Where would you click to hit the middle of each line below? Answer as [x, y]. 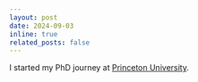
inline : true [34, 34]
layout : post [34, 17]
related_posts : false [50, 42]
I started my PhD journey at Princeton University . [99, 68]
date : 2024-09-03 [42, 26]
